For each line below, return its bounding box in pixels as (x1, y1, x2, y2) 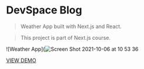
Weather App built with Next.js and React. (20, 23, 122, 30)
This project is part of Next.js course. (20, 34, 110, 41)
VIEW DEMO (6, 57, 36, 64)
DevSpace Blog (6, 4, 82, 17)
